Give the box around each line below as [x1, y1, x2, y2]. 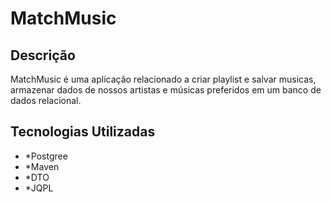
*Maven [24, 160, 60, 172]
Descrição [10, 47, 76, 64]
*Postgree [24, 150, 68, 162]
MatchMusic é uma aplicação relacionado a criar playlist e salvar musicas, [10, 73, 317, 85]
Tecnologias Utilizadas [10, 123, 156, 141]
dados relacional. [10, 95, 82, 106]
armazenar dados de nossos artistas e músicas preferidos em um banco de [10, 84, 322, 96]
